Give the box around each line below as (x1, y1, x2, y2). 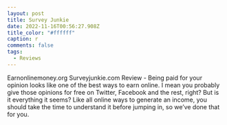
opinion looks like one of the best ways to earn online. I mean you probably (7, 80, 220, 89)
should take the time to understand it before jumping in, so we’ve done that (7, 102, 220, 111)
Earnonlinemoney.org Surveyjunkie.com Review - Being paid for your (7, 73, 203, 82)
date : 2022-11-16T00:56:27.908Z (7, 23, 100, 30)
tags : (7, 49, 23, 56)
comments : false (7, 42, 54, 49)
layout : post (7, 10, 45, 17)
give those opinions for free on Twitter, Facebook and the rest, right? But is (7, 88, 219, 96)
